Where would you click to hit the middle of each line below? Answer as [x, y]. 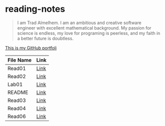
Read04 [17, 108]
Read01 [17, 68]
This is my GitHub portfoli [31, 48]
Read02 [17, 76]
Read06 [17, 116]
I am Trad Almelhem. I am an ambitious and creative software [79, 23]
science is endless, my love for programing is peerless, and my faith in [89, 33]
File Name [20, 60]
